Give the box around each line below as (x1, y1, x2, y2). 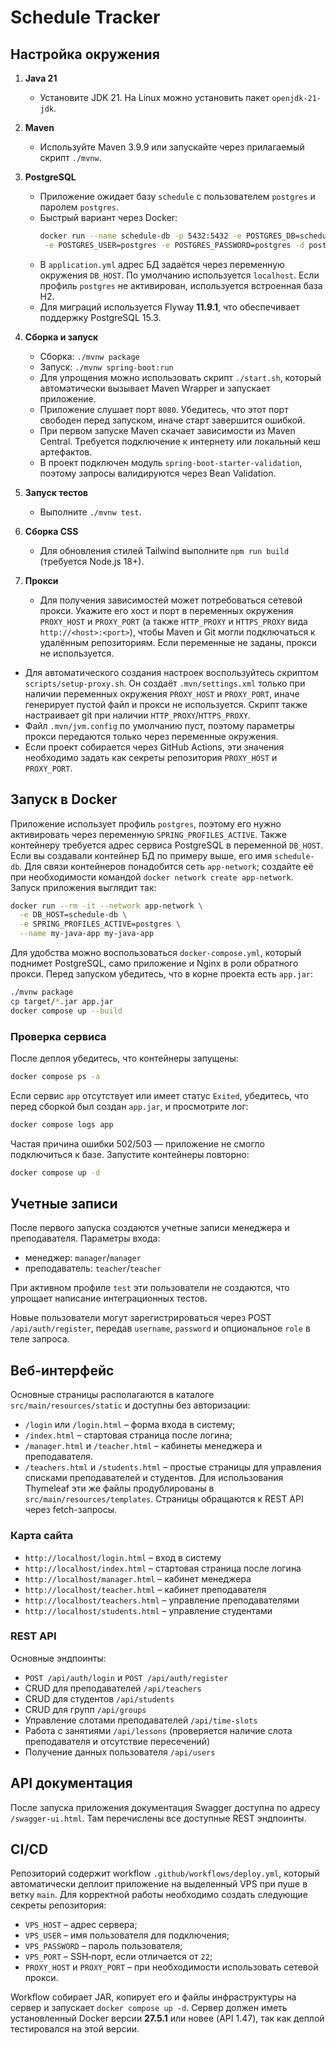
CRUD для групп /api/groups (24, 1703, 147, 1715)
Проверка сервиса (10, 1029, 107, 1043)
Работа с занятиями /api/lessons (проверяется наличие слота (24, 1724, 293, 1736)
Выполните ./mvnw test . (39, 506, 142, 518)
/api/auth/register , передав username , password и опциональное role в (10, 1322, 311, 1335)
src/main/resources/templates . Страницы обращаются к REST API (24, 1493, 304, 1505)
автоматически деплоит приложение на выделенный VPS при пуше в (10, 1878, 308, 1890)
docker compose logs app (10, 1119, 114, 1130)
